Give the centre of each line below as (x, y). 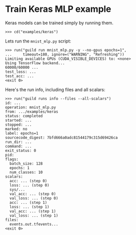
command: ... (18, 146)
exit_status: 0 (21, 150)
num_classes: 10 (26, 172)
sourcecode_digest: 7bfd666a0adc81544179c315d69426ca (62, 138)
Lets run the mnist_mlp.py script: (38, 41)
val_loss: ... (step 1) (34, 215)
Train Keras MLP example (58, 9)
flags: (12, 159)
